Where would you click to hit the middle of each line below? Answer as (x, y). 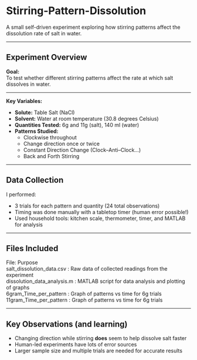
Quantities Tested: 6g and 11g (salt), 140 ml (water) (77, 125)
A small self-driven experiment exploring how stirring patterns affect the (93, 27)
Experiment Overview (47, 57)
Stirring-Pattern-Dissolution (76, 11)
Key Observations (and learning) (67, 324)
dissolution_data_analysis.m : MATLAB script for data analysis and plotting (96, 281)
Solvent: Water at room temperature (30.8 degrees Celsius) (87, 118)
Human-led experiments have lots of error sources (76, 345)
